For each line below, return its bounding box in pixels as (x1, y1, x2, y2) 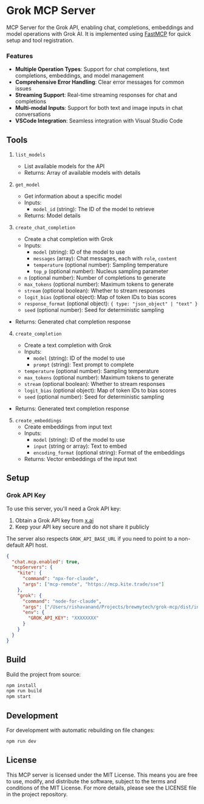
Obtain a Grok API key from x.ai (15, 516, 94, 524)
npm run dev (6, 738, 36, 744)
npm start (6, 694, 32, 700)
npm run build (6, 688, 42, 694)
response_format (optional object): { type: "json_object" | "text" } (24, 300, 198, 307)
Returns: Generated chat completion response (15, 318, 131, 325)
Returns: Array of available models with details (24, 169, 141, 177)
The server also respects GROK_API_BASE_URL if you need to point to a (6, 535, 177, 542)
